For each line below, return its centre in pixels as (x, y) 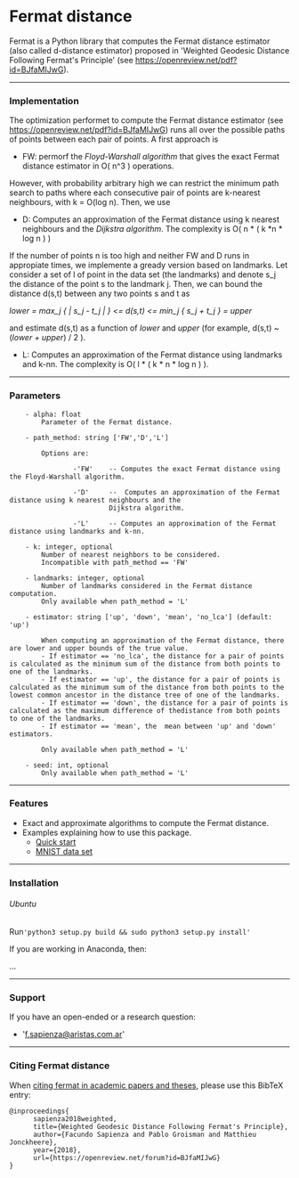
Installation (34, 882)
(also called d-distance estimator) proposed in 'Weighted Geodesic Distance (149, 50)
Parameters (35, 396)
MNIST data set (64, 851)
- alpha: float (53, 414)
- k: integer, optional (69, 547)
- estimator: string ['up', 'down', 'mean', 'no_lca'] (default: (149, 617)
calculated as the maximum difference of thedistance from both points (145, 710)
